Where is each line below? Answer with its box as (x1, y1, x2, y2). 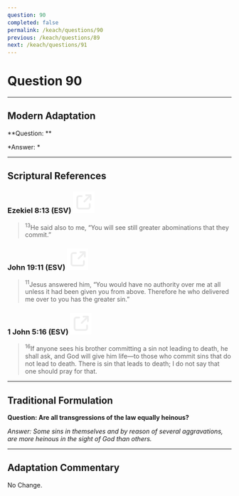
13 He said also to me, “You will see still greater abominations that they (24, 221, 230, 231)
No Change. (7, 480, 43, 489)
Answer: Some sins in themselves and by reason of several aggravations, (7, 427, 223, 436)
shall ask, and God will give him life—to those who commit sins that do (24, 352, 231, 361)
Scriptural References (7, 170, 107, 182)
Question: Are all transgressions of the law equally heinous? (7, 413, 190, 421)
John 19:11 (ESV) (7, 263, 66, 273)
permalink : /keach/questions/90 (7, 26, 103, 33)
